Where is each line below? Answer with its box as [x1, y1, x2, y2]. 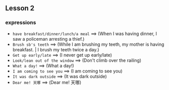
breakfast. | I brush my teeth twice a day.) [12, 46, 99, 52]
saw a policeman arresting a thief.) [12, 36, 85, 42]
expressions [5, 19, 36, 26]
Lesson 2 [5, 4, 35, 13]
